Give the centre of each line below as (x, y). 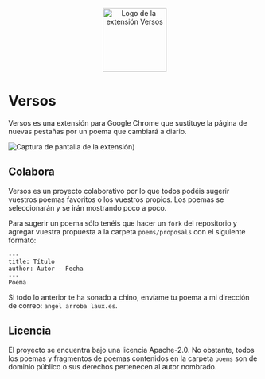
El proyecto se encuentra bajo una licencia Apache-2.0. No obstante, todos (131, 350)
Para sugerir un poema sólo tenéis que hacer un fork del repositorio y (123, 223)
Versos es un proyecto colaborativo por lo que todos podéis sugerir (119, 191)
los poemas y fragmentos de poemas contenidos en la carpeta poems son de (133, 358)
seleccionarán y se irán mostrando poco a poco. (88, 207)
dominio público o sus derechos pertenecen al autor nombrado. (113, 366)
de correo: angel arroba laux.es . (63, 305)
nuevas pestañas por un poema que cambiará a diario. (97, 131)
